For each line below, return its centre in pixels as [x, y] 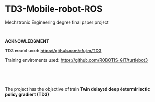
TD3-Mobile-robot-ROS [54, 9]
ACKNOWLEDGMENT [27, 41]
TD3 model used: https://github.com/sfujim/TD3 [53, 51]
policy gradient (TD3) [27, 94]
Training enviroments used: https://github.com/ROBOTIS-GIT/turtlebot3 [77, 60]
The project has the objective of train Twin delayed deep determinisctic [77, 89]
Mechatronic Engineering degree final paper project [57, 22]
